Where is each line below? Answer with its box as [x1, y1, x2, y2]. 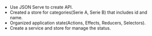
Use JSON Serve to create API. [9, 4, 73, 10]
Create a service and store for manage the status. [9, 25, 111, 31]
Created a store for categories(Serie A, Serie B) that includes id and [9, 9, 148, 15]
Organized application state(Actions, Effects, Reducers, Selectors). [9, 20, 146, 26]
